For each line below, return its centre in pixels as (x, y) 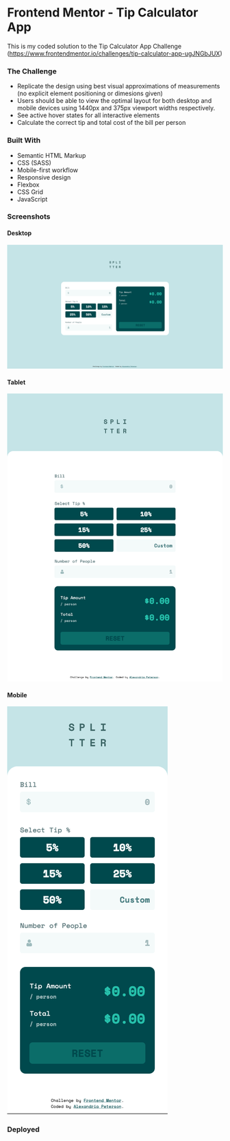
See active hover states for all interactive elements (88, 115)
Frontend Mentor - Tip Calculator (103, 13)
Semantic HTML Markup (51, 155)
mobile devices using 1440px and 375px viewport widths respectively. (116, 108)
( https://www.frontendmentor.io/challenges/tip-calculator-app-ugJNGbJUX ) (115, 53)
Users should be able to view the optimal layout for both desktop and (114, 101)
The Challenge (32, 71)
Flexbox (28, 184)
